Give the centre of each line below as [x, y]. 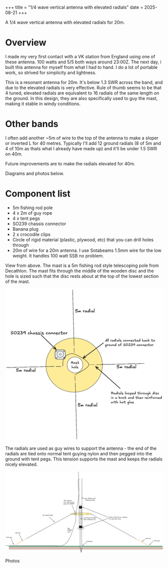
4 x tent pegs [26, 218]
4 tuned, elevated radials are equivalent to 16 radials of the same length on [82, 93]
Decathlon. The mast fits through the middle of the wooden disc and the [79, 270]
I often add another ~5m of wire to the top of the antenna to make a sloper [82, 138]
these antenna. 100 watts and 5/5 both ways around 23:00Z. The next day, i [83, 62]
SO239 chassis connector [39, 224]
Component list [38, 194]
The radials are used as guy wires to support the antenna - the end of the [81, 448]
